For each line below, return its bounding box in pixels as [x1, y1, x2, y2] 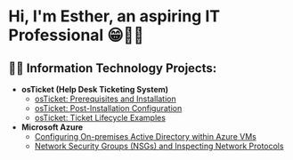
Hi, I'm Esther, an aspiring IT [8, 6, 220, 27]
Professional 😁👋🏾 [8, 25, 144, 45]
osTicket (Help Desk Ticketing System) [20, 84, 169, 94]
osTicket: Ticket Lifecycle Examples [34, 113, 167, 123]
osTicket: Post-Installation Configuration [34, 103, 183, 113]
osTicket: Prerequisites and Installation [34, 93, 177, 104]
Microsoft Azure [20, 122, 84, 132]
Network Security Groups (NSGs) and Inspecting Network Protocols [34, 140, 284, 151]
